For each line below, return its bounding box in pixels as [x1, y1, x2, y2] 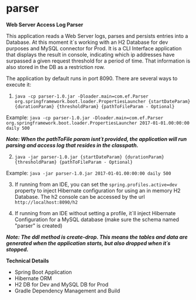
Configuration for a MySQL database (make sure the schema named [14, 216, 180, 223]
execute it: [6, 81, 32, 88]
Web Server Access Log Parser [6, 21, 84, 28]
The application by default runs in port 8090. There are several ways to [6, 75, 178, 82]
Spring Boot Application [14, 268, 72, 275]
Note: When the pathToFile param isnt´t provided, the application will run [6, 135, 187, 142]
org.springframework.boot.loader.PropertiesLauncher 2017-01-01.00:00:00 [6, 120, 190, 126]
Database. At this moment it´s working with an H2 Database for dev [6, 39, 169, 46]
